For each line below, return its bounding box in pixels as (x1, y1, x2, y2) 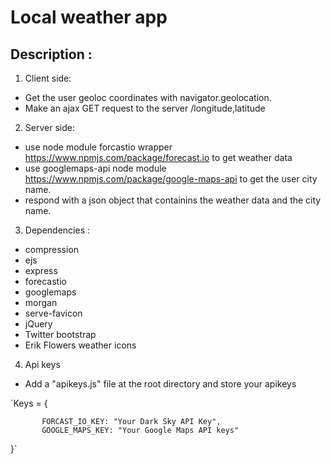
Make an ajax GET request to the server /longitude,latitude (24, 102, 266, 114)
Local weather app (10, 6, 168, 29)
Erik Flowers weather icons (24, 339, 137, 351)
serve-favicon (24, 307, 83, 319)
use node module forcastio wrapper (24, 141, 173, 153)
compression (24, 244, 80, 255)
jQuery (24, 318, 53, 330)
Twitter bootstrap (24, 329, 97, 340)
